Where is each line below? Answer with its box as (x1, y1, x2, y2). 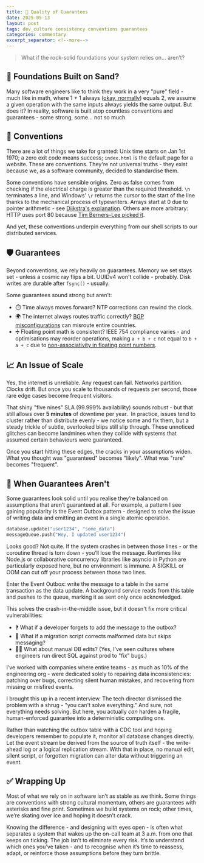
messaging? (15, 639, 46, 646)
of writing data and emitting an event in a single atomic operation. (6, 514, 171, 521)
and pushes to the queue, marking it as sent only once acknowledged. (6, 593, 182, 601)
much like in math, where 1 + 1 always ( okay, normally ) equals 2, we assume (6, 94, 196, 101)
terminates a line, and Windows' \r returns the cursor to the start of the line (6, 191, 195, 199)
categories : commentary (6, 32, 67, 38)
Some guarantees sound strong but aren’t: (6, 292, 112, 299)
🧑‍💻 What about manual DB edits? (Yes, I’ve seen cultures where (15, 645, 175, 652)
